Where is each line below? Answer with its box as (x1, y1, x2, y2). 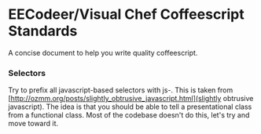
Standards (8, 22, 78, 40)
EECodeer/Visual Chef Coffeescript (8, 5, 245, 24)
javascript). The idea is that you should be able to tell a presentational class (8, 102, 252, 111)
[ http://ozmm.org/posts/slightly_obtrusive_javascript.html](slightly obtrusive (8, 94, 254, 103)
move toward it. (8, 119, 59, 129)
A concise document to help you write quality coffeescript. (8, 48, 198, 57)
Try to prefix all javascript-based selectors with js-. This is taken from (8, 85, 233, 95)
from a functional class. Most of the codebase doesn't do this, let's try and (8, 110, 250, 120)
